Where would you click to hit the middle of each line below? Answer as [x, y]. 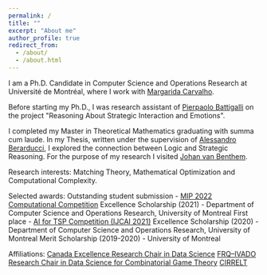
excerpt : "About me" [43, 30]
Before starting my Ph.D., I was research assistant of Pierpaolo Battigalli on [131, 107]
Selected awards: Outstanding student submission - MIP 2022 [110, 196]
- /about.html [39, 61]
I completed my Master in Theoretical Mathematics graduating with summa [131, 131]
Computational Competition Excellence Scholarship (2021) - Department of [132, 204]
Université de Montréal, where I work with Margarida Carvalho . [112, 91]
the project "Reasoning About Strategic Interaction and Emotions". [117, 115]
